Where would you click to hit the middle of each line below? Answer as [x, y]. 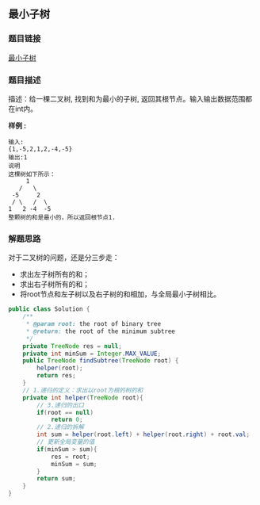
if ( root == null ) [65, 412]
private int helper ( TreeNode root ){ [83, 398]
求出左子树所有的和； [54, 274]
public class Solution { [49, 309]
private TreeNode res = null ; [73, 346]
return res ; [57, 376]
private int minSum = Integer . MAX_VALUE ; [92, 354]
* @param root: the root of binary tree [93, 324]
